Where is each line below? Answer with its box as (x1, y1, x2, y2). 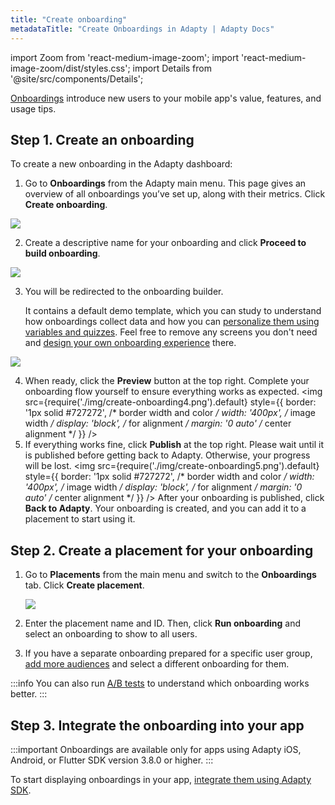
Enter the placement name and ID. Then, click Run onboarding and (24, 617, 302, 630)
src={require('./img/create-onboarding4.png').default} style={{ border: (24, 396, 317, 408)
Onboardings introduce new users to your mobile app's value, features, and (10, 92, 322, 104)
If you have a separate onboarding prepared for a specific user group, (24, 647, 313, 660)
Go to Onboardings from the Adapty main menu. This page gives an (24, 177, 307, 190)
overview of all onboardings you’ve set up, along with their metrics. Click (24, 188, 326, 200)
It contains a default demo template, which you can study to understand (24, 305, 322, 317)
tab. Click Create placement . (24, 579, 145, 591)
